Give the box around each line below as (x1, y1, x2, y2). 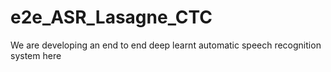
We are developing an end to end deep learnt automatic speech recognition (10, 39, 322, 51)
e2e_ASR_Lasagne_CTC (10, 6, 213, 29)
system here (10, 49, 62, 61)
